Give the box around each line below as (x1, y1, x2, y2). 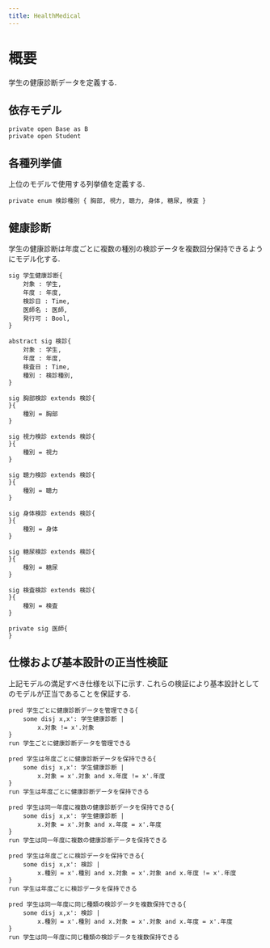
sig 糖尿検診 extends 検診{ (8, 548, 95, 556)
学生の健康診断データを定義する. (8, 78, 117, 87)
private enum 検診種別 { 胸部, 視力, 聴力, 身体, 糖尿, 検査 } (8, 197, 206, 205)
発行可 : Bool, (23, 314, 70, 322)
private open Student (8, 133, 82, 141)
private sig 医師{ (8, 625, 68, 633)
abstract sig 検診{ (8, 337, 72, 345)
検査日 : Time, (23, 363, 70, 371)
